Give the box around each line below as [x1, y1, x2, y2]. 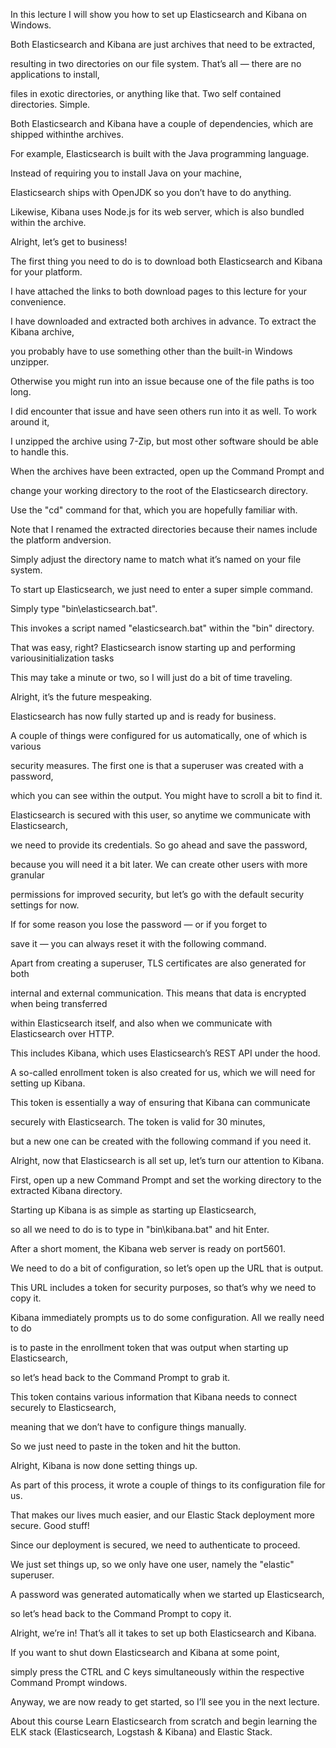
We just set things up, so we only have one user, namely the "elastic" [10, 1559, 295, 1570]
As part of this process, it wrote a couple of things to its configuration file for [10, 1479, 326, 1491]
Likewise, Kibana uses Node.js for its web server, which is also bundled [10, 206, 305, 218]
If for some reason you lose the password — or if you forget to [10, 919, 268, 930]
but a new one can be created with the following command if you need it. [10, 1135, 312, 1147]
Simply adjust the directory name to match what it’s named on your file [10, 554, 302, 565]
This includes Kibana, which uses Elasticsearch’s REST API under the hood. [10, 1047, 321, 1059]
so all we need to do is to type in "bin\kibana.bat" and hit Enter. [10, 1224, 270, 1235]
